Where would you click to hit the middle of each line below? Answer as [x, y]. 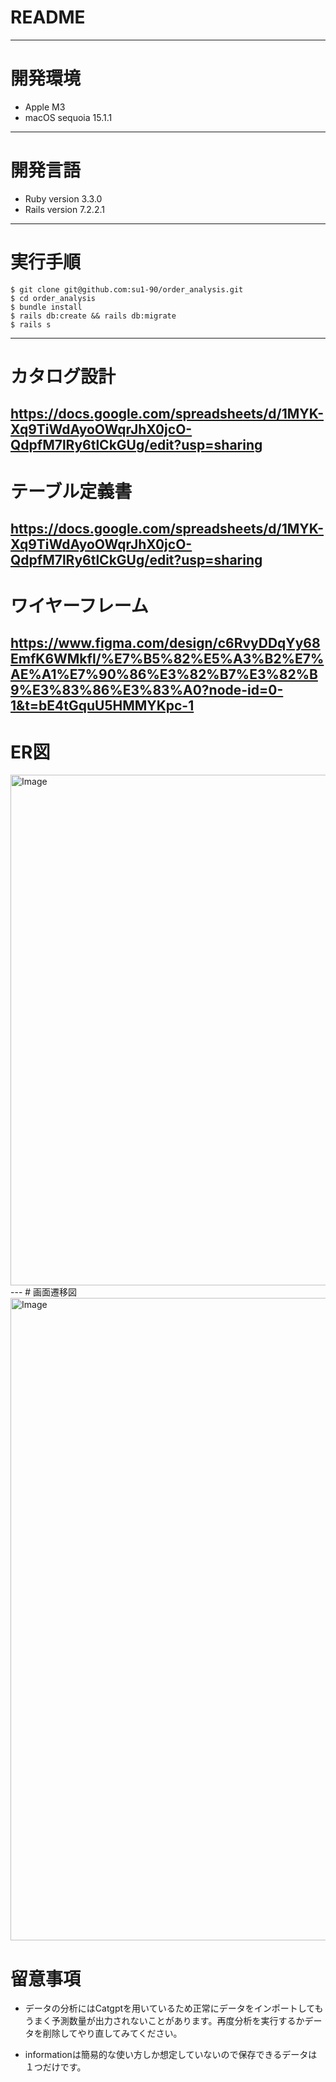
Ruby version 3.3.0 [63, 198]
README [48, 17]
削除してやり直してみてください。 [112, 2033]
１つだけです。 [55, 2067]
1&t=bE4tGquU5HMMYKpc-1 [102, 706]
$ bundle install [46, 307]
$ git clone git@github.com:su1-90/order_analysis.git [127, 289]
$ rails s [31, 324]
